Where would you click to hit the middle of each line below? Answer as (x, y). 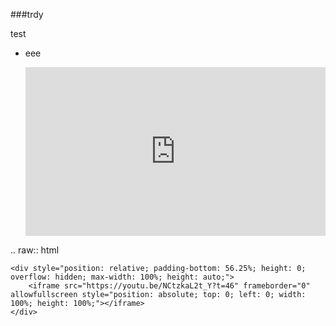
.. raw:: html (35, 250)
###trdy (27, 14)
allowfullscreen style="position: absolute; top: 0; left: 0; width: (158, 295)
